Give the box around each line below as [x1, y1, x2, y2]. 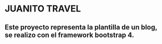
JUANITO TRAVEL [5, 3, 81, 14]
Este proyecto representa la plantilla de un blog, [5, 23, 157, 31]
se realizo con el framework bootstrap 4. [5, 30, 134, 39]
